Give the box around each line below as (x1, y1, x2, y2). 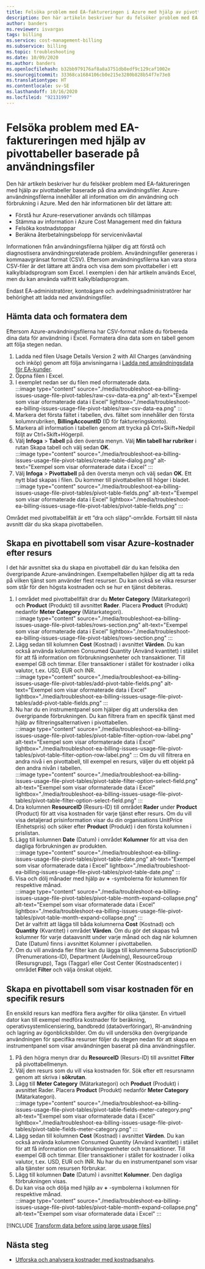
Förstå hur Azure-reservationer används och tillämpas (15, 211, 151, 219)
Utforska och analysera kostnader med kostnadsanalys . (15, 1256, 156, 1263)
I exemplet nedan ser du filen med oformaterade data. (15, 378, 151, 386)
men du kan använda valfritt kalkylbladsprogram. (6, 275, 129, 282)
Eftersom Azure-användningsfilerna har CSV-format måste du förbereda (6, 328, 188, 335)
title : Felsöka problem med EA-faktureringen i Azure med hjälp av (6, 9, 182, 15)
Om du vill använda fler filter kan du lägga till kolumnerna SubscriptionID (15, 946, 197, 954)
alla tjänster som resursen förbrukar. (15, 1164, 107, 1172)
